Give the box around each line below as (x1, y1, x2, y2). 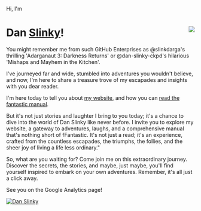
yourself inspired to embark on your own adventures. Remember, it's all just (6, 168, 193, 175)
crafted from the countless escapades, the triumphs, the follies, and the (6, 137, 183, 145)
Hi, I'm (6, 5, 22, 12)
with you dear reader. (6, 82, 59, 90)
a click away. (6, 175, 38, 182)
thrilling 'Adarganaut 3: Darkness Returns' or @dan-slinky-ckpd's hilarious (6, 52, 190, 59)
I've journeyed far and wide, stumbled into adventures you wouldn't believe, (6, 70, 193, 77)
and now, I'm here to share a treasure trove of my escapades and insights (6, 76, 187, 83)
